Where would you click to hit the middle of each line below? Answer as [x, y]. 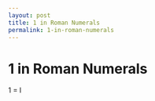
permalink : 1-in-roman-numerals [61, 30]
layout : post [30, 15]
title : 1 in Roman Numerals [54, 23]
